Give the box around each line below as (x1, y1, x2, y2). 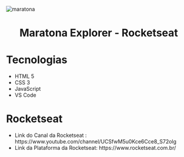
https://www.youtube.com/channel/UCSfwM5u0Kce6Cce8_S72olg (14, 138, 177, 145)
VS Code (14, 91, 36, 99)
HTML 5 (14, 73, 35, 80)
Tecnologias (6, 53, 68, 67)
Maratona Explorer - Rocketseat (19, 27, 178, 40)
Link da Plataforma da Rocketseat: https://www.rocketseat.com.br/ (14, 145, 176, 152)
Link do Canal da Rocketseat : (14, 132, 87, 139)
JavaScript (14, 86, 41, 93)
